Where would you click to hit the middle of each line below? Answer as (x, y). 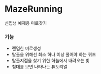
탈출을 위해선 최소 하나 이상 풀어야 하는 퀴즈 (54, 55)
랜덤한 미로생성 (26, 48)
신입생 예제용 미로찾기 (26, 23)
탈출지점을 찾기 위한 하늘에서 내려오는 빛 (50, 61)
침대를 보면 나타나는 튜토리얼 (39, 67)
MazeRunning (34, 9)
